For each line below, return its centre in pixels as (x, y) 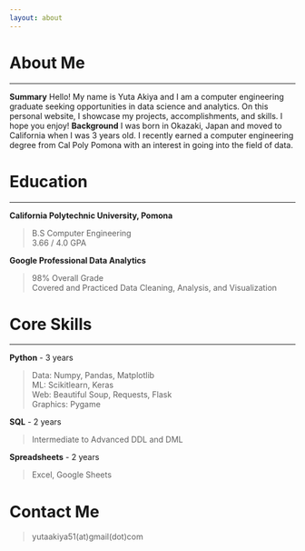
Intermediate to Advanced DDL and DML (107, 440)
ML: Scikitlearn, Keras (73, 385)
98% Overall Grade (68, 277)
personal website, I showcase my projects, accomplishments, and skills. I (146, 115)
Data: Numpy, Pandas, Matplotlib (93, 376)
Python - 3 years (42, 358)
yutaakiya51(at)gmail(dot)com (87, 536)
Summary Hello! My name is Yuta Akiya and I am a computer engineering (147, 96)
